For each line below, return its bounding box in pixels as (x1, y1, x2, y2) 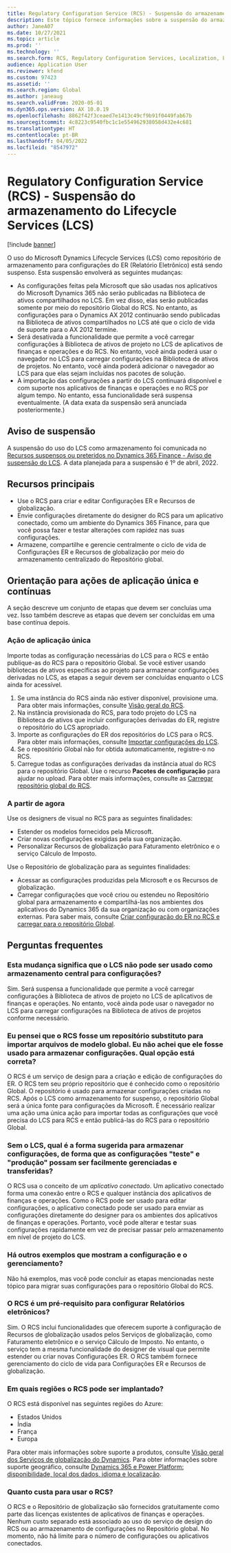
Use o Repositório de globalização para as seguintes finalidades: (7, 862, 191, 871)
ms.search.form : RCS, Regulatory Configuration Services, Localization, (7, 55, 220, 62)
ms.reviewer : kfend (7, 67, 63, 74)
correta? (7, 1056, 36, 1066)
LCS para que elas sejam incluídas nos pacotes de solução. (16, 369, 186, 377)
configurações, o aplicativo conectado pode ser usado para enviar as (7, 1204, 204, 1212)
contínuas (7, 585, 52, 597)
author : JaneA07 (7, 23, 54, 30)
